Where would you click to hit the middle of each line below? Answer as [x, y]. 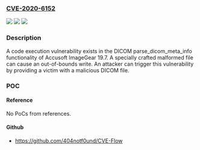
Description [24, 38]
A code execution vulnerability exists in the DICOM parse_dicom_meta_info [99, 51]
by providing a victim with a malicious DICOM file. [68, 70]
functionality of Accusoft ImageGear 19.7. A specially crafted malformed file [100, 57]
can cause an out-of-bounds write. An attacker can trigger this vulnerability [100, 64]
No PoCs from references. [39, 113]
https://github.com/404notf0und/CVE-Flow [69, 140]
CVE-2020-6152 [31, 8]
